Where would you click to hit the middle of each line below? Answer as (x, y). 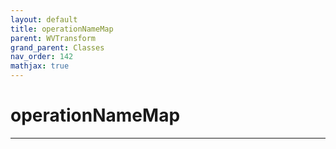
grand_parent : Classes (57, 47)
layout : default (44, 19)
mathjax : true (40, 66)
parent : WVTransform (53, 38)
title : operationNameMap (62, 29)
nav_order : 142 (42, 57)
